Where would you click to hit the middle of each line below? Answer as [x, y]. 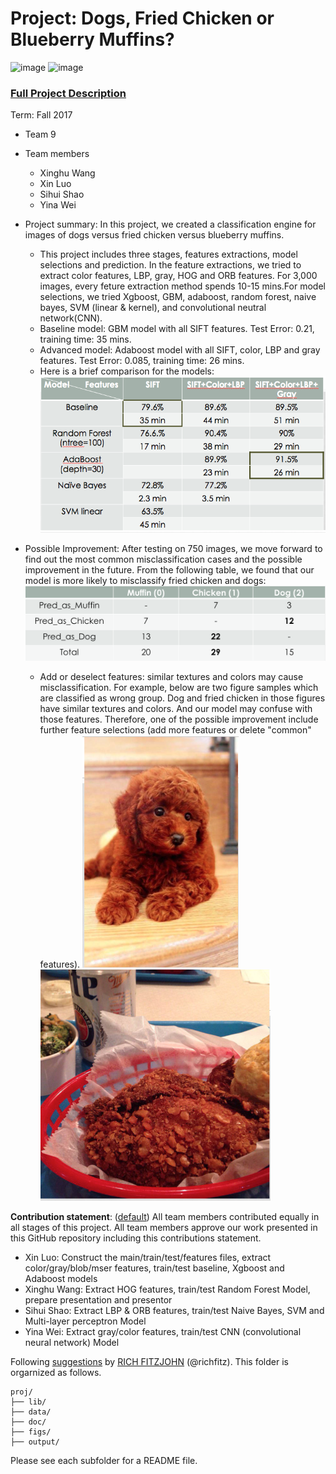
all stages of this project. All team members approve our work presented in [164, 1228]
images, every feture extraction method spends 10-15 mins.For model [182, 286]
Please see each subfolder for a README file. [104, 1461]
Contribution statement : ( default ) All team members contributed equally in [165, 1217]
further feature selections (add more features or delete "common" [175, 730]
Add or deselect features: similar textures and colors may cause [171, 677]
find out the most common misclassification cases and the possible [163, 559]
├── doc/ [28, 1422]
